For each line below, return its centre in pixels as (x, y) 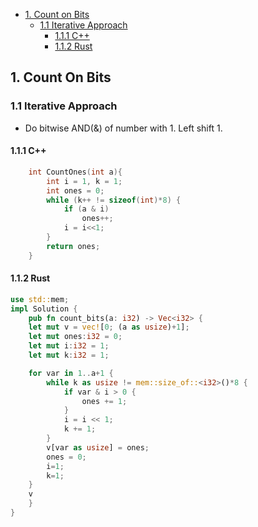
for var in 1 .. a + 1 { (71, 373)
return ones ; (73, 246)
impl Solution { (44, 309)
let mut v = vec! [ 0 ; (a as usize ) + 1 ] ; (109, 327)
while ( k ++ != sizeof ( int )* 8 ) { (114, 200)
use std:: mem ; (40, 299)
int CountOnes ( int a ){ (75, 172)
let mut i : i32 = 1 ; (69, 346)
